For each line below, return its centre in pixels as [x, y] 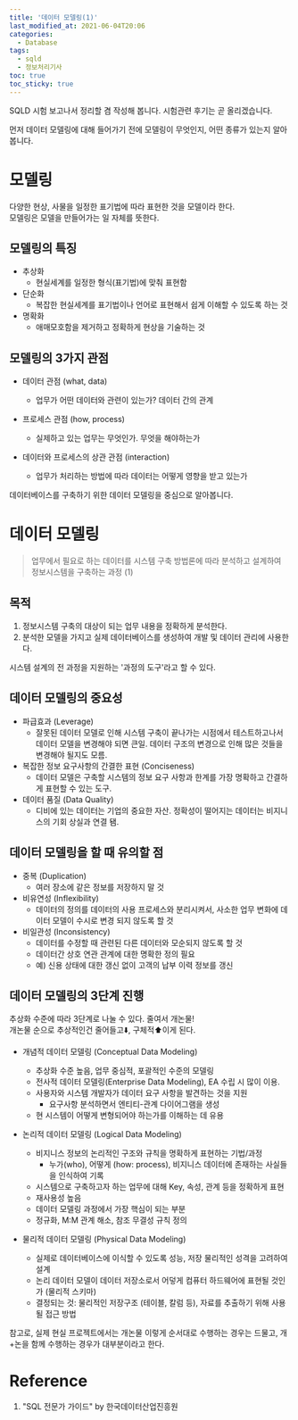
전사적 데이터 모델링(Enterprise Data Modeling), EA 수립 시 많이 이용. [158, 1082]
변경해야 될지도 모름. [71, 754]
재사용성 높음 [58, 1198]
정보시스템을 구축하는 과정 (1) [82, 572]
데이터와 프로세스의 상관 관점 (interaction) [96, 457]
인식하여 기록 [81, 1175]
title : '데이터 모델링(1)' [54, 17]
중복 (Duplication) [54, 876]
